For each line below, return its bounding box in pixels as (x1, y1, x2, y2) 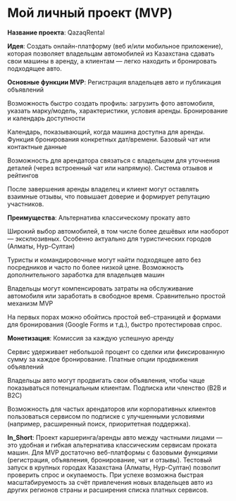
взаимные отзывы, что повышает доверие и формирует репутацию (7, 192, 210, 201)
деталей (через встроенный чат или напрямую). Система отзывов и (7, 163, 213, 172)
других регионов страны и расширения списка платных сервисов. (7, 486, 209, 494)
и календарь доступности (7, 114, 86, 122)
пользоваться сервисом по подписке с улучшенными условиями (7, 412, 204, 420)
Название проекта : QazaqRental (7, 28, 105, 37)
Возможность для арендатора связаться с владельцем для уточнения (7, 156, 221, 165)
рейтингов (7, 171, 39, 179)
